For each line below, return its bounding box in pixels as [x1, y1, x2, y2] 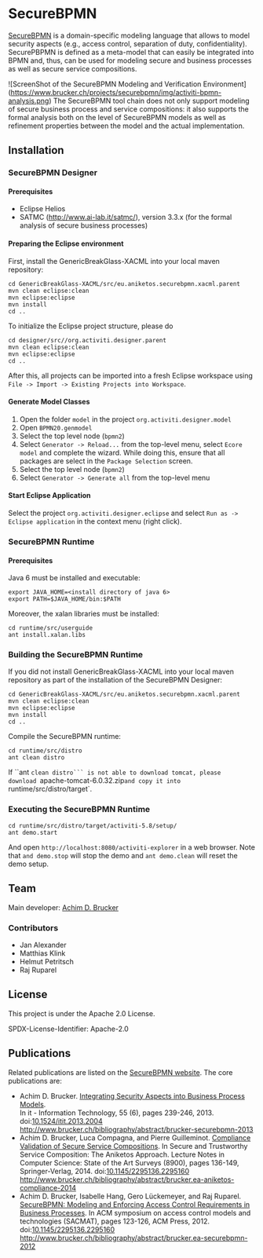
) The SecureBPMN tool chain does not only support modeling [48, 96, 250, 105]
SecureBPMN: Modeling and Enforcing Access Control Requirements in [19, 1199, 250, 1209]
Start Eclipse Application [8, 491, 91, 500]
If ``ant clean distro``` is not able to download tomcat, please [8, 767, 221, 777]
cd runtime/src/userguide [8, 624, 93, 632]
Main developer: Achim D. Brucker [8, 902, 119, 912]
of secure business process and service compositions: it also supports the [8, 104, 249, 114]
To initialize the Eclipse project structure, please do [8, 321, 174, 331]
